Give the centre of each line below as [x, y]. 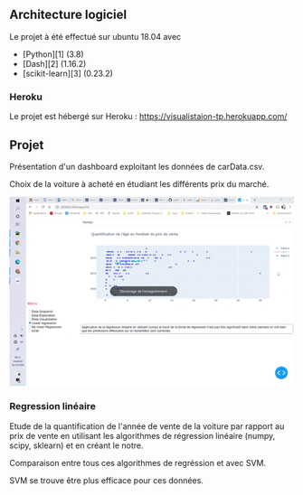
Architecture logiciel [68, 15]
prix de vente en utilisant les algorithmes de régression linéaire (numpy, [142, 435]
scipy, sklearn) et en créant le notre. [76, 445]
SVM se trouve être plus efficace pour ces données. [106, 480]
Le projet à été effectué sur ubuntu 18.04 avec [95, 36]
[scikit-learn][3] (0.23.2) [67, 73]
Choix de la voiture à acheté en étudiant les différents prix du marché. [139, 183]
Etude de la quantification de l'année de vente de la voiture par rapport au [147, 426]
